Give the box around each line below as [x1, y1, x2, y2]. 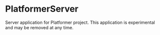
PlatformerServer [5, 3, 79, 15]
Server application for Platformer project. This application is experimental [5, 19, 155, 25]
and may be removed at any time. [5, 24, 74, 30]
